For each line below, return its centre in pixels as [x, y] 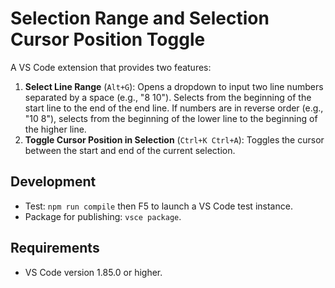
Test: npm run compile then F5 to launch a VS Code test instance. [158, 206]
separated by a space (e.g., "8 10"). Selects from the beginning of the [168, 97]
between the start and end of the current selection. [130, 150]
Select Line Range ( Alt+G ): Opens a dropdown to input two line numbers [174, 86]
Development [53, 182]
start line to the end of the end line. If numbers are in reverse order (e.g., [174, 108]
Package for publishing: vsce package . [103, 216]
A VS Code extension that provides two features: [111, 67]
